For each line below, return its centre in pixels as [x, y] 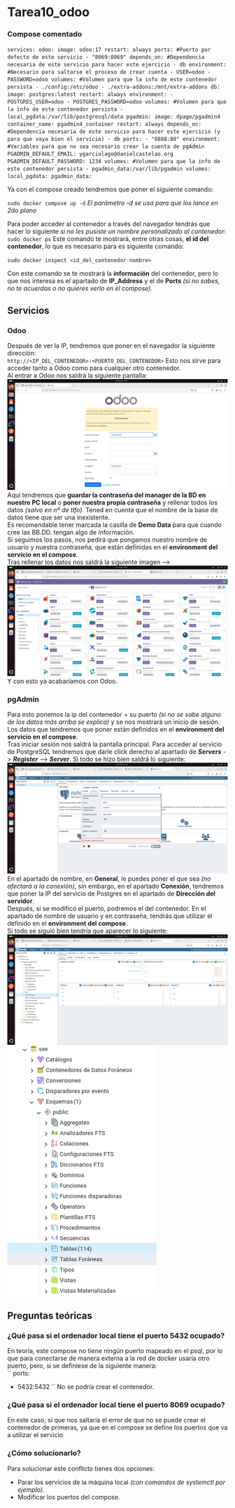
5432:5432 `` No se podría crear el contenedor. [86, 1387]
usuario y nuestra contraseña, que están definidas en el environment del [113, 547]
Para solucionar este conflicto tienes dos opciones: [81, 1468]
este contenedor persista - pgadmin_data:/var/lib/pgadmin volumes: [109, 169]
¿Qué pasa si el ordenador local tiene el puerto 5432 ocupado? [116, 1336]
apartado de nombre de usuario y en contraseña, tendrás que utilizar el [110, 916]
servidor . [21, 900]
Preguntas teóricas [50, 1316]
